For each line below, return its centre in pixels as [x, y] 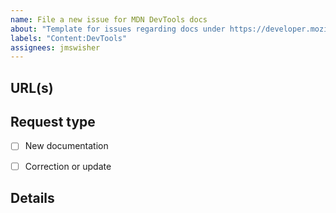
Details [32, 197]
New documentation [66, 146]
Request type [53, 122]
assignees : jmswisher [55, 47]
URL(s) [32, 87]
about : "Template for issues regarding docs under [118, 29]
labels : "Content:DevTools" [69, 38]
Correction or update [68, 166]
